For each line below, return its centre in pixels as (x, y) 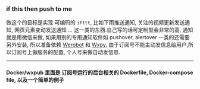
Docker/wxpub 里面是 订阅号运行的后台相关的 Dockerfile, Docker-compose (100, 72)
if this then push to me (39, 9)
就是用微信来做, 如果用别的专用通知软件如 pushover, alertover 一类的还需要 (98, 37)
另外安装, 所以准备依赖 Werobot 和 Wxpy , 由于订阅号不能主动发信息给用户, (97, 45)
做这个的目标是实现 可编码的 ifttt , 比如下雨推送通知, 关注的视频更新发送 (96, 23)
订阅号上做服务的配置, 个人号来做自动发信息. (66, 52)
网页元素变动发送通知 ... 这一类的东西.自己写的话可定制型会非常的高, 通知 (104, 30)
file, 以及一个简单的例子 (35, 80)
